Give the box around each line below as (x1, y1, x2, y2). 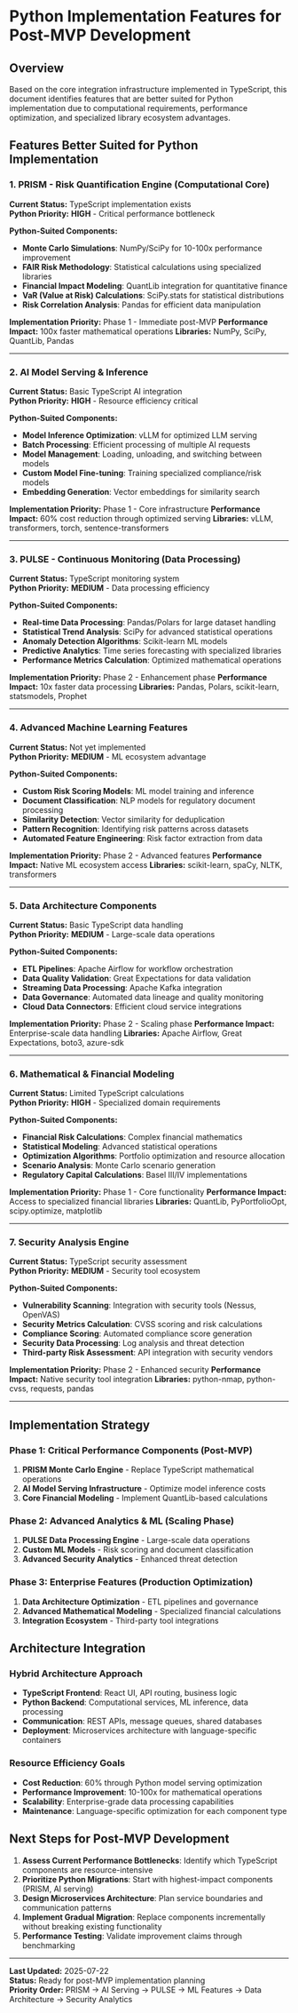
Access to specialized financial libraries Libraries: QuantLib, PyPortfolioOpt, (9, 1197, 287, 1207)
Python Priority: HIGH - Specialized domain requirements (9, 1097, 221, 1108)
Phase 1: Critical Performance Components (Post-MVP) (9, 1444, 253, 1456)
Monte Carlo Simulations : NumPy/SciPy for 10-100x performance (21, 243, 263, 253)
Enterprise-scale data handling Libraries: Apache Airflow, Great (9, 1028, 242, 1038)
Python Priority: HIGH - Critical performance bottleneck (9, 208, 216, 219)
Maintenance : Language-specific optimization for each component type (21, 1805, 287, 1816)
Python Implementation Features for (9, 6, 282, 27)
